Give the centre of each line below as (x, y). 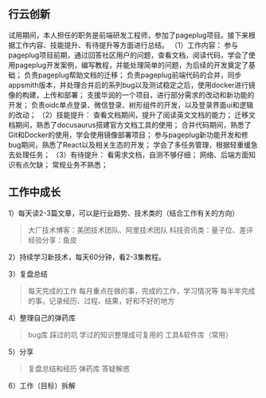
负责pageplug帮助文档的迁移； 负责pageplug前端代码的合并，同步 (133, 75)
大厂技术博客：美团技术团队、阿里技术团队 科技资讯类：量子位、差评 (140, 230)
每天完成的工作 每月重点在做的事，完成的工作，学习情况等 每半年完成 (141, 290)
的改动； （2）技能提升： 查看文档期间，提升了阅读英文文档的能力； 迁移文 (132, 115)
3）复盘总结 (28, 274)
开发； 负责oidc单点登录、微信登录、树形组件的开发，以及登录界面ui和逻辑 (131, 104)
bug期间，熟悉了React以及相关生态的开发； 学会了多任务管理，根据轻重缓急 (133, 144)
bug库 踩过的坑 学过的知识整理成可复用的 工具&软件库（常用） (130, 334)
